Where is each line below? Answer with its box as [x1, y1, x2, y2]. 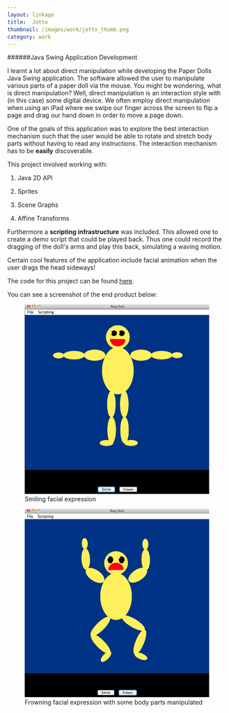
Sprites [17, 187, 38, 196]
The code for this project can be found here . [7, 277, 134, 285]
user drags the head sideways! [7, 263, 96, 272]
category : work [7, 33, 52, 40]
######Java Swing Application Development [7, 53, 138, 62]
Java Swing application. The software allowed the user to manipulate [7, 74, 205, 83]
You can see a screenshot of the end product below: [7, 290, 158, 299]
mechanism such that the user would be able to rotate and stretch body [7, 132, 212, 141]
